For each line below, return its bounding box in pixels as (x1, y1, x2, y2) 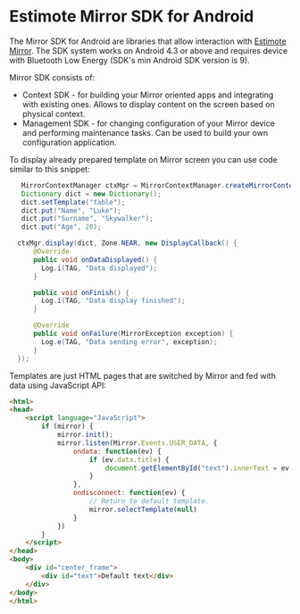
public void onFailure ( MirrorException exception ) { (32, 329, 234, 339)
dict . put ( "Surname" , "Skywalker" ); (21, 214, 154, 223)
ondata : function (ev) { (72, 447, 162, 456)
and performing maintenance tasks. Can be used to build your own (21, 127, 269, 138)
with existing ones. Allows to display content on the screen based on (21, 98, 275, 109)
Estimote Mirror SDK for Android (9, 6, 254, 27)
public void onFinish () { (32, 288, 129, 297)
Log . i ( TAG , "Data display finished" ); (41, 297, 186, 306)
